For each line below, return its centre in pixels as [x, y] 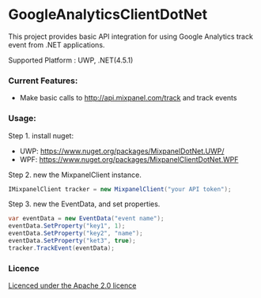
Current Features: [43, 81]
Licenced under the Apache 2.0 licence [72, 285]
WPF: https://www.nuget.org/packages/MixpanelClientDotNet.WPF [129, 159]
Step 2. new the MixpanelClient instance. [75, 175]
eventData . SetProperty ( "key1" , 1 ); [67, 226]
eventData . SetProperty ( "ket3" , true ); [72, 241]
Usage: [23, 119]
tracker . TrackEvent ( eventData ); [61, 248]
